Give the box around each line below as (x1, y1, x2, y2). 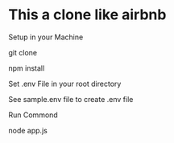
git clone (8, 47, 38, 57)
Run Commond (8, 110, 58, 120)
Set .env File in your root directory (8, 79, 122, 88)
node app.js (8, 125, 48, 135)
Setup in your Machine (8, 32, 84, 42)
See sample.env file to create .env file (8, 94, 134, 104)
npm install (8, 63, 45, 73)
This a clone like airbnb (8, 6, 167, 24)
